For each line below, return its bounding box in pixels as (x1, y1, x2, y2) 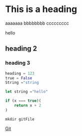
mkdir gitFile (5, 116, 35, 121)
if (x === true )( (5, 98, 41, 103)
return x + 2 (14, 103, 41, 108)
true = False (5, 75, 32, 81)
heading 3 (5, 59, 30, 66)
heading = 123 (5, 71, 35, 76)
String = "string (5, 80, 39, 85)
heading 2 (5, 44, 37, 53)
